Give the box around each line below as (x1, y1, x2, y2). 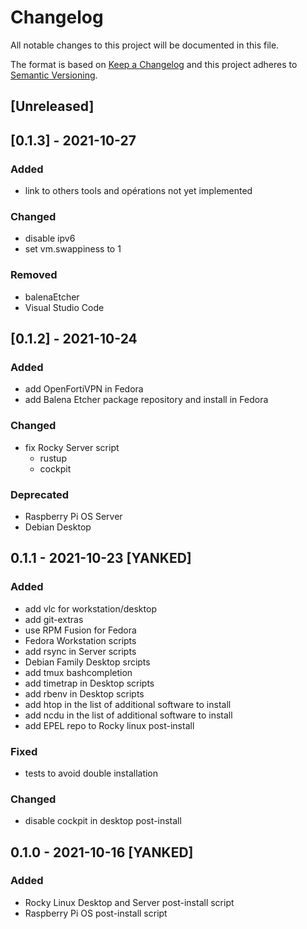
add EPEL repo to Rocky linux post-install (24, 719, 195, 731)
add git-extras (24, 613, 84, 625)
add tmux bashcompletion (24, 666, 133, 678)
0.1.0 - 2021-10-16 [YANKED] (10, 844, 194, 861)
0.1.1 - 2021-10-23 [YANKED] (10, 550, 192, 567)
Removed (10, 268, 58, 282)
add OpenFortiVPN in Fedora (24, 383, 144, 395)
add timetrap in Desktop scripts (24, 677, 155, 689)
